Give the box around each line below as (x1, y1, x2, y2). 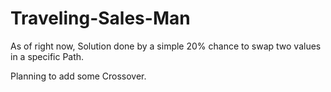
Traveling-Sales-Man (10, 7, 191, 30)
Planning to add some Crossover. (10, 70, 147, 82)
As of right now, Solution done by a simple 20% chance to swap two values (10, 40, 322, 52)
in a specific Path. (10, 50, 85, 62)
